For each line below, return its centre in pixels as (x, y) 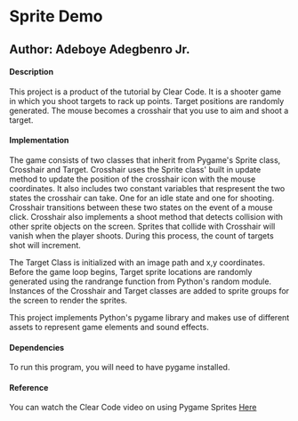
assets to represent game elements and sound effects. (109, 327)
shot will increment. (45, 245)
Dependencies (37, 347)
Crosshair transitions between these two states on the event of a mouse (141, 207)
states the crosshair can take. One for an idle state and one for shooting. (142, 198)
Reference (29, 387)
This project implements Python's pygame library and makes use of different (149, 317)
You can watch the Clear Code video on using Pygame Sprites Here (133, 408)
